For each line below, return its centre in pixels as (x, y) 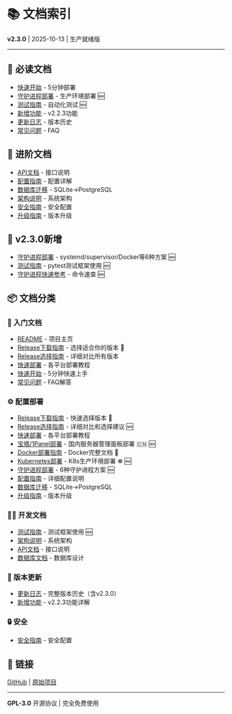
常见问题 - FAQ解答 (44, 382)
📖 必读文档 (29, 69)
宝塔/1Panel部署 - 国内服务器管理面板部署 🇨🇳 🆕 (86, 444)
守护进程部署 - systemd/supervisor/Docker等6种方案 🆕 (96, 257)
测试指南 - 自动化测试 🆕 (52, 104)
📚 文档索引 (39, 14)
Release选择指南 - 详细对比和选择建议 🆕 (75, 427)
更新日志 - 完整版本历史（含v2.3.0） (69, 593)
